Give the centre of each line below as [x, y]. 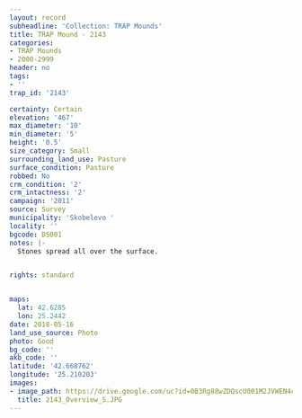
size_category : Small [50, 151]
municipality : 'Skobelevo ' [62, 218]
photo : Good [31, 341]
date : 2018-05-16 [42, 325]
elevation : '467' [42, 118]
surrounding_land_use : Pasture [68, 159]
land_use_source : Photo [54, 333]
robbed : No [30, 176]
